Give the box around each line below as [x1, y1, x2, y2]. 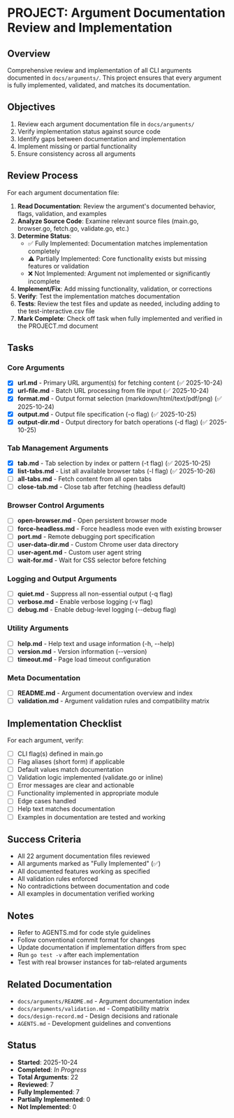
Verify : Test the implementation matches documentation [17, 292, 180, 300]
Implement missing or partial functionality [17, 142, 138, 150]
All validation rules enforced [17, 875, 98, 883]
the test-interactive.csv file [17, 306, 95, 315]
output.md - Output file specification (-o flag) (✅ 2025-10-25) [17, 410, 197, 418]
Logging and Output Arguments [7, 573, 117, 583]
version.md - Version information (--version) [17, 647, 147, 655]
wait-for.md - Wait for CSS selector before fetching [17, 556, 166, 564]
